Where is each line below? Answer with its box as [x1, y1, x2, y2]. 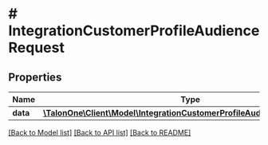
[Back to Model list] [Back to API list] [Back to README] [8, 128, 191, 137]
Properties [8, 70, 62, 84]
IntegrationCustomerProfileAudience [8, 22, 260, 40]
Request [8, 39, 65, 57]
